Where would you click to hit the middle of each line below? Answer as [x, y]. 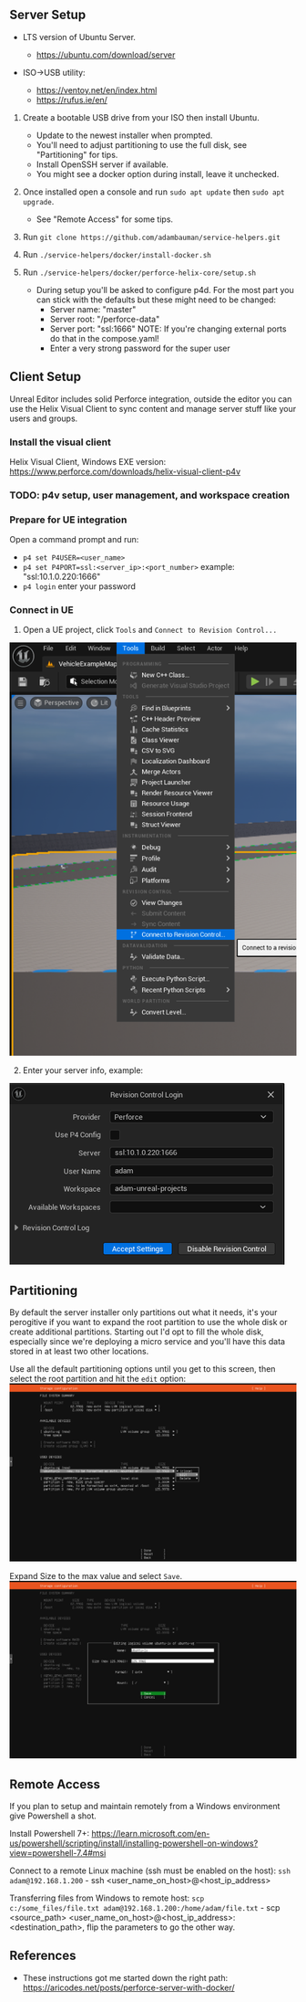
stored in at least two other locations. [79, 1352]
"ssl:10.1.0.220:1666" [61, 577]
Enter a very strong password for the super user [140, 348]
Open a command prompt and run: [74, 540]
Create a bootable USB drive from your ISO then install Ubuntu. [141, 117]
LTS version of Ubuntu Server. [79, 37]
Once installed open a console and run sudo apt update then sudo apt [153, 192]
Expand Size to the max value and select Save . [96, 1575]
